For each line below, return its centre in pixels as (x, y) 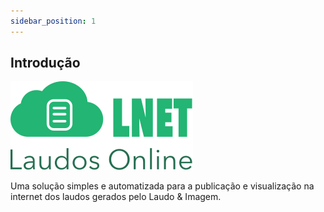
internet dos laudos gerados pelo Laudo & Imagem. (116, 197)
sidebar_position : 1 (53, 21)
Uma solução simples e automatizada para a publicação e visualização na (162, 186)
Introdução (45, 63)
